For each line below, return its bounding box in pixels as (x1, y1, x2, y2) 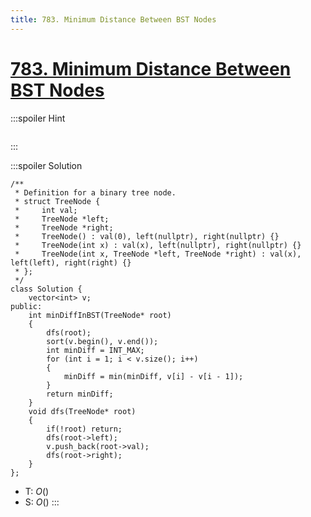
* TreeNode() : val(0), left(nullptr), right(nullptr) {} (14, 231, 280, 241)
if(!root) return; (46, 424, 123, 434)
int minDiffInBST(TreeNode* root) (28, 310, 172, 320)
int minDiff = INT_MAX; (46, 345, 145, 355)
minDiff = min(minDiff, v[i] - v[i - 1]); (63, 371, 244, 381)
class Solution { (10, 284, 83, 294)
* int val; (14, 205, 78, 215)
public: (10, 301, 43, 311)
